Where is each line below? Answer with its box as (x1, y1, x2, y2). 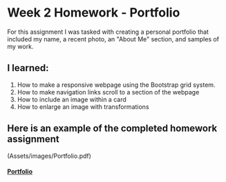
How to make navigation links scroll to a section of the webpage (17, 88, 200, 96)
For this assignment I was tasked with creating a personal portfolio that (7, 28, 209, 36)
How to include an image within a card (17, 95, 126, 103)
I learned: (7, 62, 50, 74)
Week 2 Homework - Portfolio (7, 5, 180, 21)
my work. (7, 42, 34, 50)
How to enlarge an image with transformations (17, 102, 150, 111)
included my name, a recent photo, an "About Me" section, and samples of (7, 34, 220, 43)
